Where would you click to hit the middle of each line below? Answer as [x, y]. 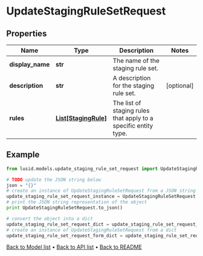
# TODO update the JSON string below [54, 180]
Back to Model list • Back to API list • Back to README [74, 247]
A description [132, 78]
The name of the [136, 61]
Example [23, 155]
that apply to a [133, 118]
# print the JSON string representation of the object [77, 202]
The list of [127, 103]
